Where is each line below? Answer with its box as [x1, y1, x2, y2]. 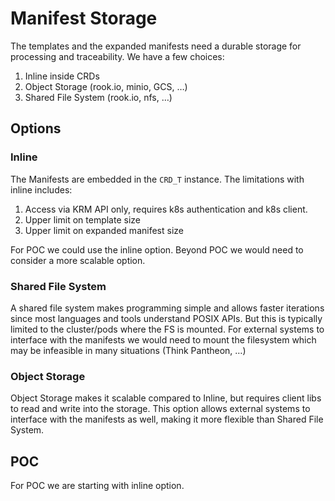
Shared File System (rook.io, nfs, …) [24, 91, 173, 103]
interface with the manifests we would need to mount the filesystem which [10, 333, 317, 346]
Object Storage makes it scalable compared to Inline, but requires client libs [10, 392, 322, 404]
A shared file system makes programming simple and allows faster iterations [10, 302, 325, 314]
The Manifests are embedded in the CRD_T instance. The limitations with [10, 173, 305, 185]
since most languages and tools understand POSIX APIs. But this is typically [10, 312, 323, 324]
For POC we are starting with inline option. [10, 480, 185, 492]
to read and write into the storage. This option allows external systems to [10, 403, 311, 415]
